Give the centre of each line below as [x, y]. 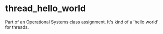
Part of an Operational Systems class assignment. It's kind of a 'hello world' [82, 22]
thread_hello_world [46, 8]
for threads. [17, 27]
